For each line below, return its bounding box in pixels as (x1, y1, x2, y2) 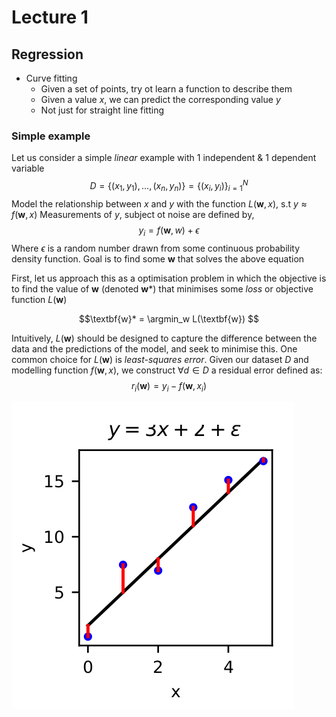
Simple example (11, 129, 91, 143)
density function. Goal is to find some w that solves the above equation (11, 252, 305, 265)
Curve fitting (25, 72, 78, 84)
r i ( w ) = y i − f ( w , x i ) (130, 379, 208, 394)
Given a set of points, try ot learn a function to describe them (40, 83, 293, 95)
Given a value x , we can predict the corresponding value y (40, 94, 281, 105)
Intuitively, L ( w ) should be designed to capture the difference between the (11, 332, 318, 344)
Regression (11, 46, 84, 63)
